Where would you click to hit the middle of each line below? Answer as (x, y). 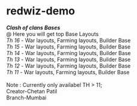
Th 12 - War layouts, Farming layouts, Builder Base (68, 66)
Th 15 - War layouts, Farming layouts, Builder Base (68, 47)
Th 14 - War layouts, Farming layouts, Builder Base (68, 53)
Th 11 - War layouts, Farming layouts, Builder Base (68, 72)
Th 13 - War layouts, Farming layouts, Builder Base (68, 59)
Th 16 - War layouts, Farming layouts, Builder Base (68, 40)
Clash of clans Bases (33, 28)
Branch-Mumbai (26, 98)
